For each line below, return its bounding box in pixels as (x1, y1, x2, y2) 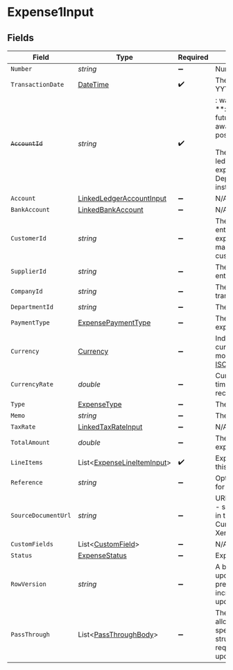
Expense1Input (7, 4, 94, 20)
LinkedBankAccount (78, 205, 144, 214)
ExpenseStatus (78, 550, 127, 560)
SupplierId (10, 268, 46, 275)
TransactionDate (10, 81, 64, 88)
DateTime (78, 80, 110, 89)
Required (178, 53, 209, 62)
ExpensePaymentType (78, 318, 151, 327)
